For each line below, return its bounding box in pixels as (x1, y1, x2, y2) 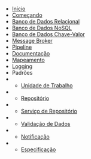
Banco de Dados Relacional (11, 18, 80, 25)
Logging (11, 63, 33, 70)
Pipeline (11, 43, 32, 51)
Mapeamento (11, 57, 45, 63)
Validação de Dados (20, 120, 71, 127)
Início (11, 5, 26, 12)
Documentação (11, 50, 50, 57)
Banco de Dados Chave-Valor (11, 31, 85, 38)
